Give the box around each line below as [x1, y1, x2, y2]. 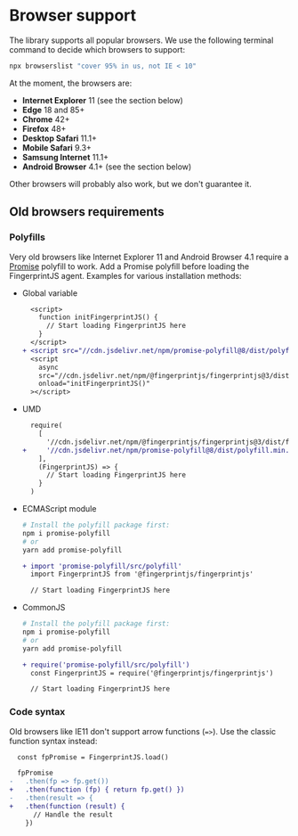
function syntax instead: [9, 735, 98, 746]
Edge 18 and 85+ [21, 104, 85, 115]
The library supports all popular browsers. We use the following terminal [9, 35, 274, 45]
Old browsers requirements [9, 204, 165, 219]
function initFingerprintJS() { [38, 313, 158, 322]
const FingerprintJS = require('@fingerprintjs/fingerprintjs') [30, 668, 274, 677]
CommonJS [21, 602, 66, 613]
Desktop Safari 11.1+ [21, 133, 98, 143]
